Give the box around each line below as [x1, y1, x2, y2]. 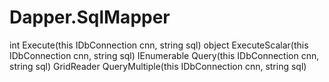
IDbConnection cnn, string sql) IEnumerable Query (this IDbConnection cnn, [9, 49, 320, 61]
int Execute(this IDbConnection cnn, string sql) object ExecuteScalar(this [9, 39, 309, 51]
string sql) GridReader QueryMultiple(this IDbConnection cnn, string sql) [9, 60, 307, 72]
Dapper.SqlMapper [9, 6, 171, 29]
